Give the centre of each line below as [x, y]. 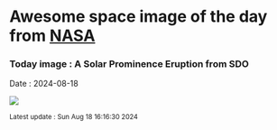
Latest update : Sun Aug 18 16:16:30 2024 [74, 117]
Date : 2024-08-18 [44, 84]
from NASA [52, 36]
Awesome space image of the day [138, 17]
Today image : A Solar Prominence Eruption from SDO [129, 64]
